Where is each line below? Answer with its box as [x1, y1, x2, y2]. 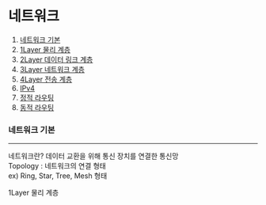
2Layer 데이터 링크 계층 [19, 55, 93, 64]
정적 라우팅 [19, 93, 55, 102]
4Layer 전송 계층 [19, 74, 73, 84]
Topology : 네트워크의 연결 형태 [8, 161, 107, 171]
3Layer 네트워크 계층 [19, 64, 85, 74]
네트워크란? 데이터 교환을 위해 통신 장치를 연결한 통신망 [8, 151, 179, 161]
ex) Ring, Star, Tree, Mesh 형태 [8, 171, 108, 180]
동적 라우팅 [19, 102, 55, 112]
